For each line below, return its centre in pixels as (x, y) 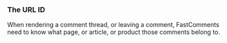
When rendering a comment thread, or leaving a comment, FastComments (113, 25)
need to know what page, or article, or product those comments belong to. (114, 32)
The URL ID (26, 10)
